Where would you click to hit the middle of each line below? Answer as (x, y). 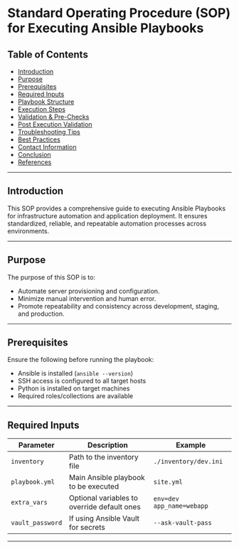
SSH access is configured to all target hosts (82, 381)
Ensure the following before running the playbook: (81, 360)
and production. (41, 314)
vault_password (37, 523)
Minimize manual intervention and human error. (87, 298)
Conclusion (34, 155)
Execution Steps (42, 109)
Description (108, 445)
